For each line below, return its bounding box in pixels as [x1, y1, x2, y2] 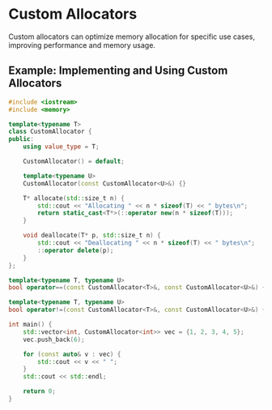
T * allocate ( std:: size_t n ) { [23, 194, 125, 203]
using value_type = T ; [23, 143, 100, 151]
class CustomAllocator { [8, 127, 92, 136]
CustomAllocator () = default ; [23, 157, 125, 165]
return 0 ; [23, 387, 57, 395]
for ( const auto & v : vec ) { [23, 350, 121, 358]
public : [8, 135, 35, 143]
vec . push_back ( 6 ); [23, 335, 85, 344]
